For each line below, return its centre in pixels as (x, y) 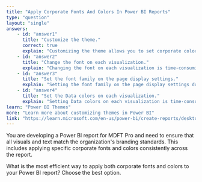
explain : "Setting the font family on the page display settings (106, 85)
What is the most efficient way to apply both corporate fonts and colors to (98, 166)
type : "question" (28, 17)
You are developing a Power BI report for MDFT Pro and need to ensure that (100, 136)
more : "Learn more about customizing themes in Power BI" (80, 113)
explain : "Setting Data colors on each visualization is (95, 101)
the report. (20, 155)
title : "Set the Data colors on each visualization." (91, 96)
